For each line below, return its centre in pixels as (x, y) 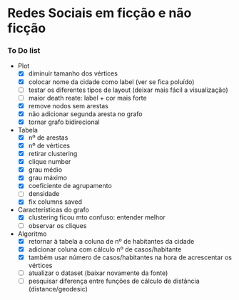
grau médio (45, 170)
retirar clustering (53, 154)
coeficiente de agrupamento (70, 186)
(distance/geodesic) (58, 289)
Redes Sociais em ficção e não (100, 13)
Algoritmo (32, 234)
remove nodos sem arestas (68, 105)
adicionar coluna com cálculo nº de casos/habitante (105, 249)
